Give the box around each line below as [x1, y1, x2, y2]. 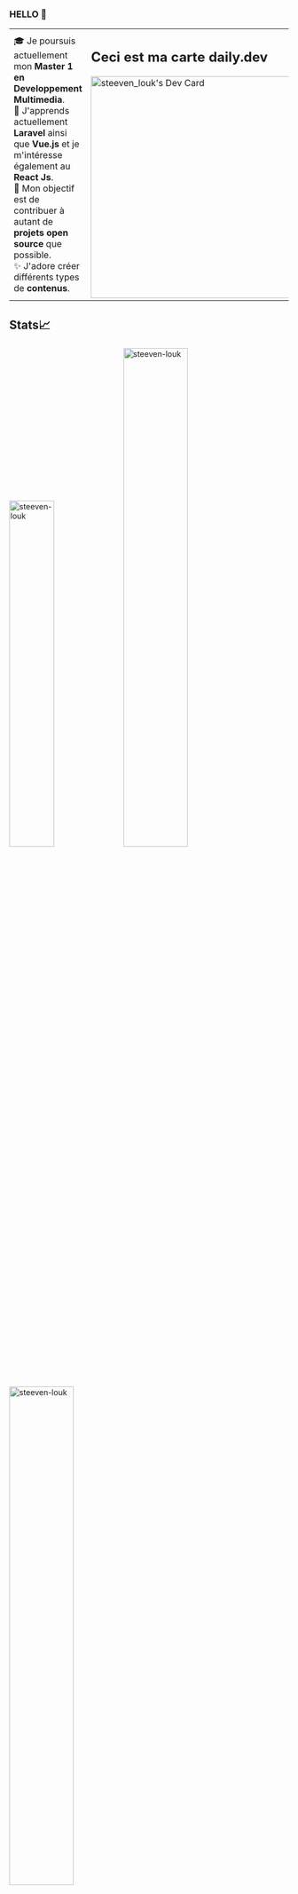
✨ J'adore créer [13, 260, 80, 272]
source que [13, 238, 62, 250]
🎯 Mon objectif [13, 182, 75, 194]
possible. [13, 249, 51, 261]
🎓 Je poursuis [13, 35, 76, 47]
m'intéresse [13, 149, 63, 162]
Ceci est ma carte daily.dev [90, 48, 269, 66]
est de [13, 193, 40, 206]
